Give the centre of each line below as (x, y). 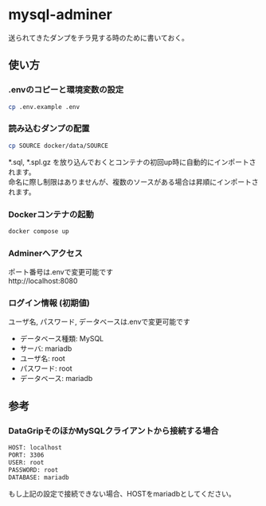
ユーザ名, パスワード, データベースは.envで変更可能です (100, 322)
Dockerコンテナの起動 (51, 214)
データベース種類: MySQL (62, 339)
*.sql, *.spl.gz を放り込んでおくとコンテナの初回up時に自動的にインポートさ (132, 162)
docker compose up (39, 231)
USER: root (26, 462)
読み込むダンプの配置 (49, 129)
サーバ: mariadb (46, 348)
